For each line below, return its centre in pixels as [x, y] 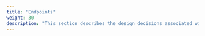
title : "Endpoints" [31, 12]
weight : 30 [20, 18]
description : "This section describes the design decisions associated [99, 23]
